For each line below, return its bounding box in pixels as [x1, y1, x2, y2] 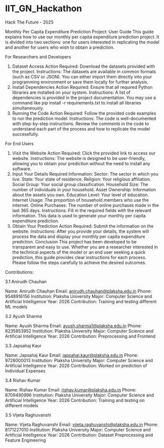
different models [5, 402, 38, 408]
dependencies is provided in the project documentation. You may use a [12, 94, 156, 101]
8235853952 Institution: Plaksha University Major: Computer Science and [5, 328, 154, 334]
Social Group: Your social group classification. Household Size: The [12, 181, 148, 187]
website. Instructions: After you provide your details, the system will [12, 228, 149, 234]
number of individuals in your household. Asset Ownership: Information [12, 186, 156, 192]
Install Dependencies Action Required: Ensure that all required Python [12, 84, 153, 90]
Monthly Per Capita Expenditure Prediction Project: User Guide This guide [5, 28, 154, 34]
